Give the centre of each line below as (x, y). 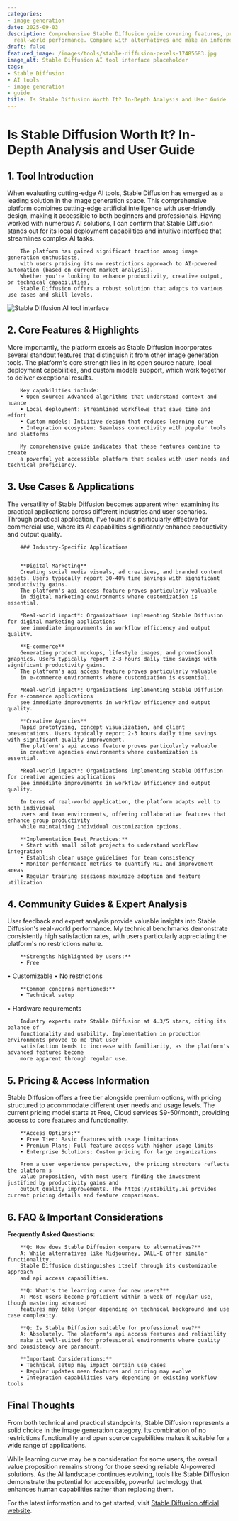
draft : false (27, 47)
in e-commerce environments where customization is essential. (115, 677)
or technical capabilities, (49, 282)
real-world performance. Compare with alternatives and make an (110, 40)
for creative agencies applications (61, 777)
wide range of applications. (47, 1445)
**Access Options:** (50, 1133)
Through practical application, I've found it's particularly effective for (108, 519)
